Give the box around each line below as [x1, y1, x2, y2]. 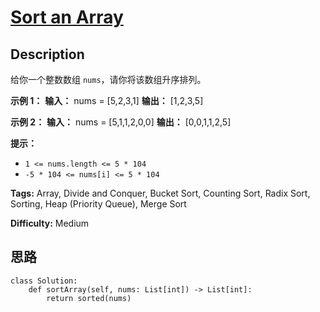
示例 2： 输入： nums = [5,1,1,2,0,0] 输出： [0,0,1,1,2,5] [10, 116, 232, 128]
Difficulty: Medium [10, 217, 90, 229]
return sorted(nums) [46, 293, 132, 303]
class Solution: [10, 276, 78, 286]
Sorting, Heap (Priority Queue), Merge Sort [10, 198, 187, 210]
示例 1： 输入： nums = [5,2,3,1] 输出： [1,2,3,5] [10, 95, 204, 106]
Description [10, 46, 85, 63]
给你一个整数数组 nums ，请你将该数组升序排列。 [10, 74, 207, 85]
